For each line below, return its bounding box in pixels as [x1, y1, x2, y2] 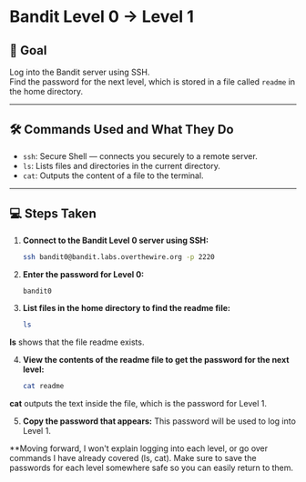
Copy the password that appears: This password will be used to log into [22, 416, 296, 427]
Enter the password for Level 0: [22, 268, 145, 279]
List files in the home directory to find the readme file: [22, 303, 230, 314]
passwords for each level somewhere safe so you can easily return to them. [9, 462, 294, 474]
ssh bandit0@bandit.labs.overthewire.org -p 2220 [22, 252, 216, 261]
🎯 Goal [9, 43, 47, 58]
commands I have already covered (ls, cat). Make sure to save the [9, 453, 257, 464]
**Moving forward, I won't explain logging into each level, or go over [9, 443, 269, 454]
